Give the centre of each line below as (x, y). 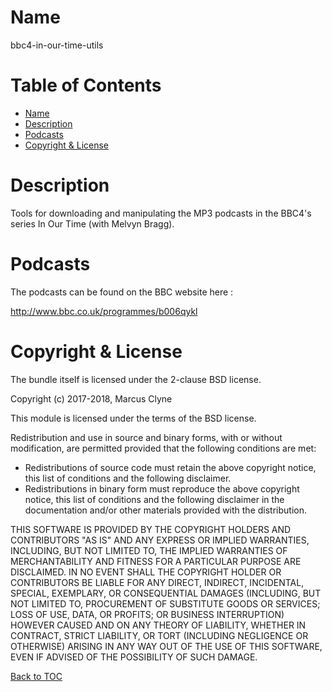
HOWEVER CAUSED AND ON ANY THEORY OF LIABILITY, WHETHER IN (158, 625)
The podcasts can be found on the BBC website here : (122, 292)
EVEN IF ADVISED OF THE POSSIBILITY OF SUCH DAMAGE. (134, 657)
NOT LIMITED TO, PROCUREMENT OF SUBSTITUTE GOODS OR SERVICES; (165, 603)
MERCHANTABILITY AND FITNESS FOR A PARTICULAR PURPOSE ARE (156, 561)
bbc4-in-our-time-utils (57, 45)
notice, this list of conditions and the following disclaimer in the (154, 499)
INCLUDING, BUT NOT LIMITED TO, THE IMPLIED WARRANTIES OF (149, 550)
